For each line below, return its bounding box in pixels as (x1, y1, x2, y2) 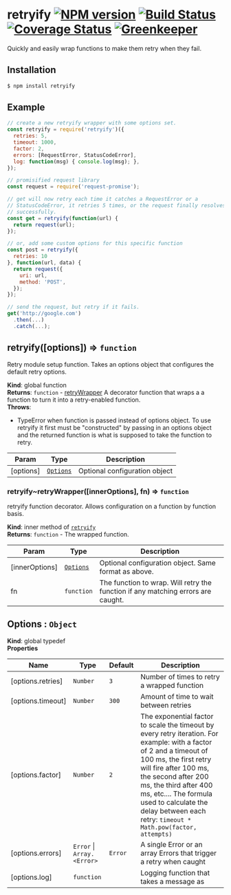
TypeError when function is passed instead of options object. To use (16, 416, 212, 424)
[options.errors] (10, 848, 62, 858)
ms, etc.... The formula (140, 788, 213, 798)
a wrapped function (140, 680, 204, 690)
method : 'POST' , (19, 279, 67, 285)
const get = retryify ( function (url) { (7, 215, 118, 222)
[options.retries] (10, 676, 63, 686)
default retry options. (7, 367, 67, 376)
